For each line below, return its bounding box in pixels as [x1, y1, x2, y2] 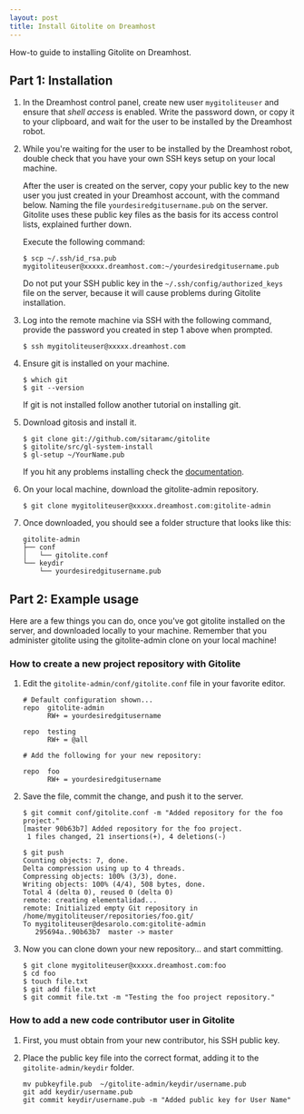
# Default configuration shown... [22, 695, 153, 705]
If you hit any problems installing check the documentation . [22, 467, 245, 478]
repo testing [22, 727, 76, 736]
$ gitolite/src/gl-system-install [22, 442, 153, 452]
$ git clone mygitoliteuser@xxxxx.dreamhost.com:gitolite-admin [22, 501, 271, 511]
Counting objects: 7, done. [22, 856, 129, 865]
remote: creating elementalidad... [22, 896, 158, 905]
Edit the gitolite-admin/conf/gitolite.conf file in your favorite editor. [22, 678, 286, 689]
